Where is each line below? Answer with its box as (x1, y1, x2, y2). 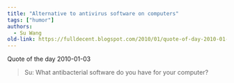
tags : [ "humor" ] (7, 17, 54, 24)
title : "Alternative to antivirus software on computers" (7, 10, 179, 17)
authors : (7, 23, 33, 30)
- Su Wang (13, 29, 42, 37)
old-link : (7, 36, 36, 43)
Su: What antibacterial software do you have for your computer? (24, 68, 209, 77)
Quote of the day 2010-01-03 (7, 55, 91, 63)
